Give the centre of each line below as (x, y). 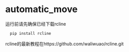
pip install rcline (31, 33)
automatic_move (42, 9)
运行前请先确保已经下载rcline (36, 24)
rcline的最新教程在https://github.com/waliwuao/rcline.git (64, 43)
